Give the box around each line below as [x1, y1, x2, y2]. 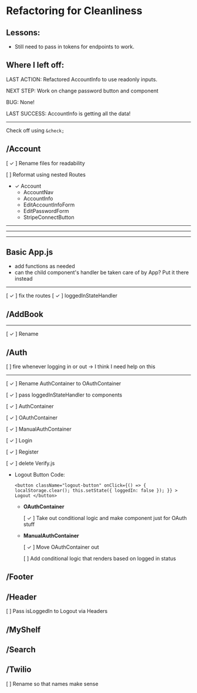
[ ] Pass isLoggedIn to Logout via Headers [6, 608, 108, 615]
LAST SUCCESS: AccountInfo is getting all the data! [6, 110, 131, 117]
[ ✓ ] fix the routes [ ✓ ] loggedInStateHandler [6, 292, 118, 299]
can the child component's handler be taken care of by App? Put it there [14, 269, 189, 276]
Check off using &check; [6, 126, 64, 134]
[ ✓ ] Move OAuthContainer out [23, 544, 100, 551]
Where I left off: [6, 60, 64, 70]
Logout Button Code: [14, 471, 66, 478]
